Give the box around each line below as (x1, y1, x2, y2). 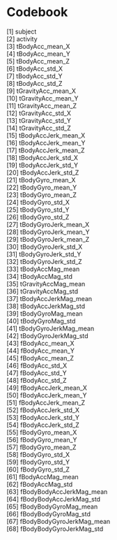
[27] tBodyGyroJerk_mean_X (6, 220, 90, 228)
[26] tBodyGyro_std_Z (6, 212, 70, 221)
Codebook (6, 4, 68, 20)
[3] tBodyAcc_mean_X (6, 42, 70, 50)
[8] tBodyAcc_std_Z (6, 79, 63, 87)
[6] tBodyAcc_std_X (6, 64, 63, 73)
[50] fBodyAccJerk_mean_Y (6, 391, 88, 399)
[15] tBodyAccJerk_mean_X (6, 131, 86, 140)
